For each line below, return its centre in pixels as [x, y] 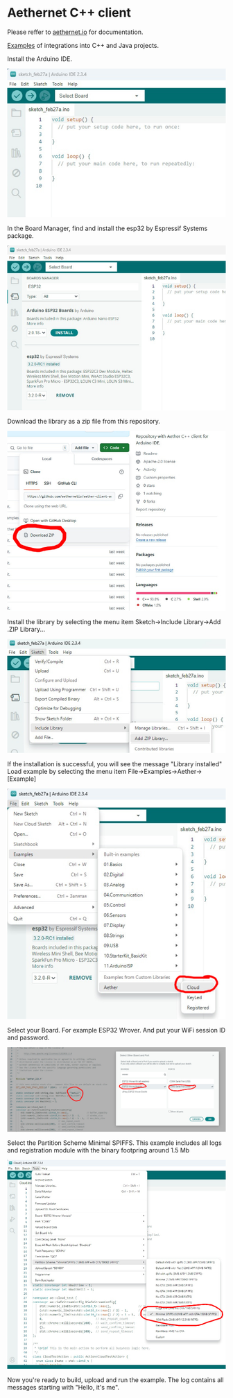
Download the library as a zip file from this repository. [84, 422]
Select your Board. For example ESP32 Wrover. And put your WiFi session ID [116, 1030]
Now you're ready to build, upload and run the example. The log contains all [115, 1380]
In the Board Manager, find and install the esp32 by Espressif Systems [107, 228]
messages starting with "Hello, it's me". [63, 1388]
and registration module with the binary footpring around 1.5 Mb [98, 1150]
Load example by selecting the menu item [67, 771]
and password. [28, 1037]
